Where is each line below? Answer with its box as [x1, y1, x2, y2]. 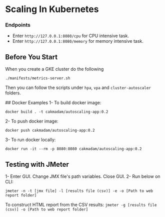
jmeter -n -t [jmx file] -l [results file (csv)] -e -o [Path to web [5, 188, 153, 194]
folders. [5, 90, 21, 96]
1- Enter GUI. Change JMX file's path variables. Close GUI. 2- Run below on [5, 173, 161, 179]
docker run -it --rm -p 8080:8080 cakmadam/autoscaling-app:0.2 [5, 147, 142, 152]
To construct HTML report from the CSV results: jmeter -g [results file [5, 202, 157, 208]
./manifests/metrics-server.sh [5, 76, 70, 81]
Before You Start [5, 53, 58, 61]
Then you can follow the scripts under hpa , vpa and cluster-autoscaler [5, 84, 151, 91]
